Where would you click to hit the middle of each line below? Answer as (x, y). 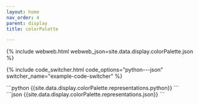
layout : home (23, 12)
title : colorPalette (33, 29)
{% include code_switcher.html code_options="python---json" (85, 70)
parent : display (27, 23)
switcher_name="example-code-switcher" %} (64, 76)
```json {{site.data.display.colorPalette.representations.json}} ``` (86, 94)
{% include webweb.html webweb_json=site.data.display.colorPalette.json (100, 52)
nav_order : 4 (23, 18)
